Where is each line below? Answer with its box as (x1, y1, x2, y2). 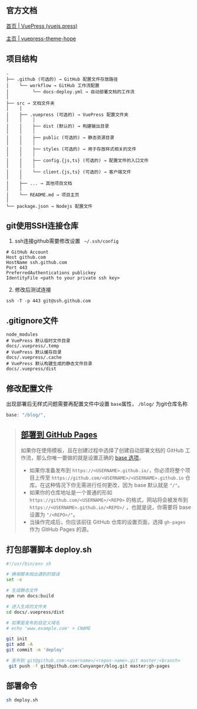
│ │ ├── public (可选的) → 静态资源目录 (6, 135, 115, 141)
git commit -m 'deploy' (6, 647, 65, 653)
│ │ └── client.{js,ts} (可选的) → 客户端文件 (6, 169, 132, 175)
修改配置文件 (6, 383, 53, 393)
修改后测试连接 (14, 286, 51, 294)
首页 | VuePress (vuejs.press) (6, 22, 78, 30)
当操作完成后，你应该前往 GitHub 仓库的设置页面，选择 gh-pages (29, 518, 186, 525)
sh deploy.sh (6, 697, 38, 703)
